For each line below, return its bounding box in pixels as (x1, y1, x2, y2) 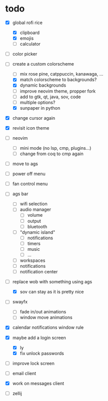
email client (12, 370, 36, 376)
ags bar (12, 191, 28, 197)
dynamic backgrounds (19, 82, 66, 88)
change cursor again (12, 115, 55, 121)
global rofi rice (12, 20, 42, 26)
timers (27, 240, 41, 246)
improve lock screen (12, 360, 55, 366)
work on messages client (12, 380, 64, 386)
